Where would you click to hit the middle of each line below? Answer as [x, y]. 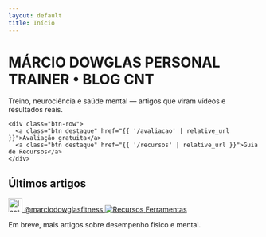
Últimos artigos [47, 183]
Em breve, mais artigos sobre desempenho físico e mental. [105, 225]
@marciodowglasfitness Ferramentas [105, 210]
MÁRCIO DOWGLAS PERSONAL [114, 62]
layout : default [35, 16]
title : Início [32, 23]
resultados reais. [36, 110]
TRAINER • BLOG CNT [81, 79]
